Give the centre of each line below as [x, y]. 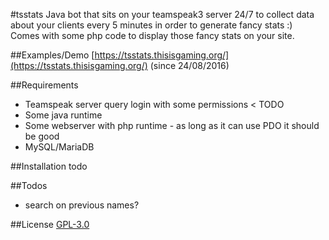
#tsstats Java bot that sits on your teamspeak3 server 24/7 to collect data [162, 14]
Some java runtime [63, 115]
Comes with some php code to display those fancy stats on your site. [152, 35]
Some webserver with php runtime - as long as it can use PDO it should [172, 125]
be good [42, 136]
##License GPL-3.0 [50, 224]
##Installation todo [49, 166]
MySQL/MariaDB [59, 147]
